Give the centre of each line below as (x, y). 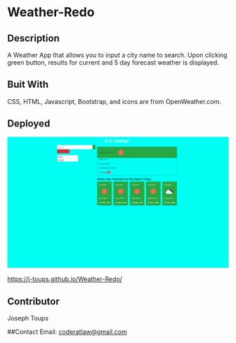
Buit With (28, 85)
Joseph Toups (28, 318)
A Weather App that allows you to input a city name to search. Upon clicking (117, 55)
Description (33, 38)
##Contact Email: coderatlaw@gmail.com (67, 332)
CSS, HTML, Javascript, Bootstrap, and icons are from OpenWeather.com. (114, 101)
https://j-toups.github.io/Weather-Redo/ (65, 279)
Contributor (33, 301)
